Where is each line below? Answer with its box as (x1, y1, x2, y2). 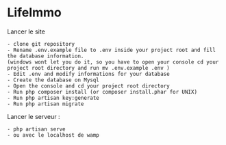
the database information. (7, 53, 84, 60)
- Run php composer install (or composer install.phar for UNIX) (7, 88, 197, 95)
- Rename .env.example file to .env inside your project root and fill (7, 47, 216, 53)
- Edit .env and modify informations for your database (7, 70, 170, 77)
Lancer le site (7, 27, 46, 36)
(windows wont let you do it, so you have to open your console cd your (7, 58, 219, 66)
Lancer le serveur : (7, 112, 60, 120)
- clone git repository (7, 40, 75, 47)
